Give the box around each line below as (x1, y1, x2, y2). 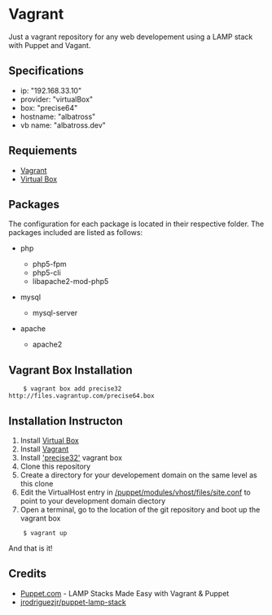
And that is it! (8, 543, 53, 553)
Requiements (8, 144, 77, 158)
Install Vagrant (20, 444, 69, 454)
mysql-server (32, 308, 78, 318)
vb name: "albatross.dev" (20, 120, 106, 130)
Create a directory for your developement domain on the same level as (20, 470, 258, 480)
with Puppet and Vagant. (8, 40, 91, 50)
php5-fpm (32, 260, 67, 269)
